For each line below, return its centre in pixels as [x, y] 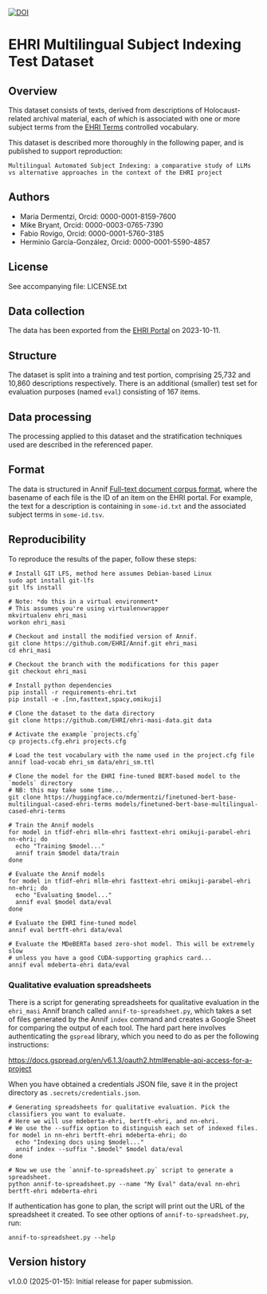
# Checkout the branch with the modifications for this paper [114, 664]
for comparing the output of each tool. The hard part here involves [117, 1027]
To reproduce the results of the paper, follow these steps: [102, 558]
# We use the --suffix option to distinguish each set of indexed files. [133, 1128]
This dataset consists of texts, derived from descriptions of [105, 110]
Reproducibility [47, 540]
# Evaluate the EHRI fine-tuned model [73, 923]
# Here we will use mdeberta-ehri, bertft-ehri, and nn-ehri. [114, 1121]
